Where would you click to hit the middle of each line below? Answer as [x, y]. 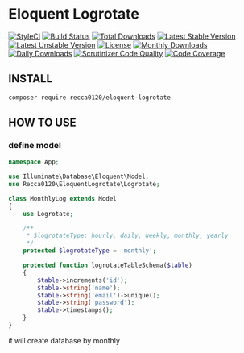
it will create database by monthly [64, 340]
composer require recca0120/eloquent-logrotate [90, 98]
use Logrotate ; [48, 214]
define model [35, 145]
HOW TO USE [42, 123]
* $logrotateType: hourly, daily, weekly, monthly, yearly [127, 236]
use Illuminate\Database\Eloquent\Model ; [79, 177]
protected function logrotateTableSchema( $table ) [108, 266]
